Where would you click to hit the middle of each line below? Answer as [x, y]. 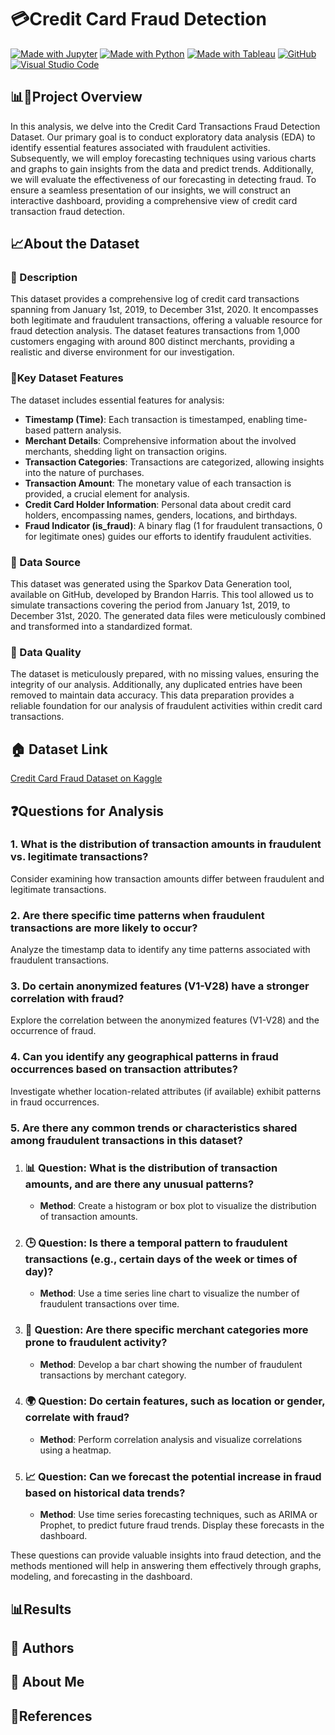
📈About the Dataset [75, 244]
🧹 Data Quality [46, 652]
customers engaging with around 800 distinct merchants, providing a [152, 342]
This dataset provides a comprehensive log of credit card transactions [155, 299]
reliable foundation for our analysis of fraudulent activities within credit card [166, 706]
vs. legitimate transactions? [79, 857]
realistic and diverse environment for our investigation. [122, 352]
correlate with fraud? [77, 1418]
